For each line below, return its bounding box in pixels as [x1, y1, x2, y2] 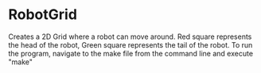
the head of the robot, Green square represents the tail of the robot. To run [8, 40, 253, 49]
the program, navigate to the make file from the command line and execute [8, 48, 253, 58]
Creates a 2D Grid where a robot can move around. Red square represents [8, 32, 252, 41]
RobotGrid [8, 6, 78, 24]
